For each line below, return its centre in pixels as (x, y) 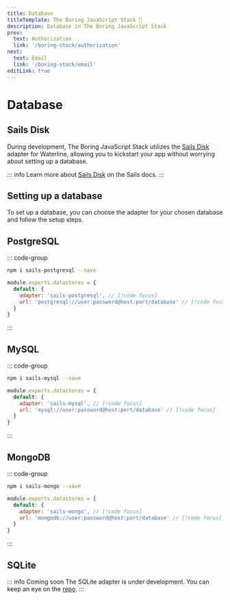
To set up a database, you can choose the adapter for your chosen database (115, 213)
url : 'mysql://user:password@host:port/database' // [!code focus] (117, 410)
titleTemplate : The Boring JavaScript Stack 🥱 (75, 20)
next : (15, 52)
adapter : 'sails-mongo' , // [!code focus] (81, 512)
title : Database (30, 13)
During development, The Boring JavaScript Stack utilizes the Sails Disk (108, 146)
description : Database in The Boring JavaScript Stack (87, 26)
